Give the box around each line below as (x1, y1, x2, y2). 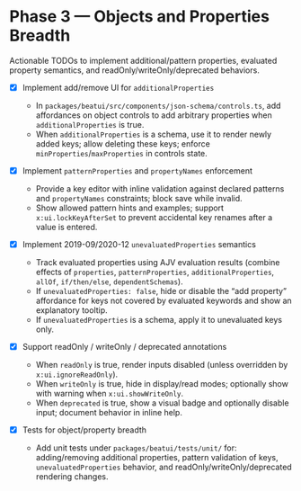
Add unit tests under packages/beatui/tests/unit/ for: (35, 442, 237, 453)
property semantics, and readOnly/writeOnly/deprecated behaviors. (9, 65, 261, 76)
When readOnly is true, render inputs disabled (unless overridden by (35, 360, 288, 370)
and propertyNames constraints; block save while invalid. (35, 193, 243, 204)
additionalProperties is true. (35, 120, 145, 129)
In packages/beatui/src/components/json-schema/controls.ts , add (35, 101, 281, 111)
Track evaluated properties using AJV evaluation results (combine (35, 257, 280, 268)
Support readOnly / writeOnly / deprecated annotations (22, 342, 227, 353)
